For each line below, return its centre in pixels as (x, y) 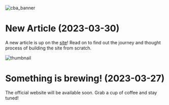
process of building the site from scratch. (48, 48)
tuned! (12, 98)
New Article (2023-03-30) (62, 29)
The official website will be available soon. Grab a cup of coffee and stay (81, 92)
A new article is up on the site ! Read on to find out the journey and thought (83, 42)
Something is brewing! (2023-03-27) (85, 78)
